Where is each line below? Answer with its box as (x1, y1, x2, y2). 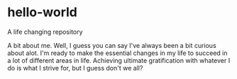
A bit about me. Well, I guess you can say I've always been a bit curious (7, 41, 216, 49)
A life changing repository (7, 28, 83, 36)
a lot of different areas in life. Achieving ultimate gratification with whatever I (7, 56, 231, 64)
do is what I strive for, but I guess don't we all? (7, 63, 143, 72)
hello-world (7, 4, 78, 20)
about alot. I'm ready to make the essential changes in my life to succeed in (7, 49, 228, 57)
